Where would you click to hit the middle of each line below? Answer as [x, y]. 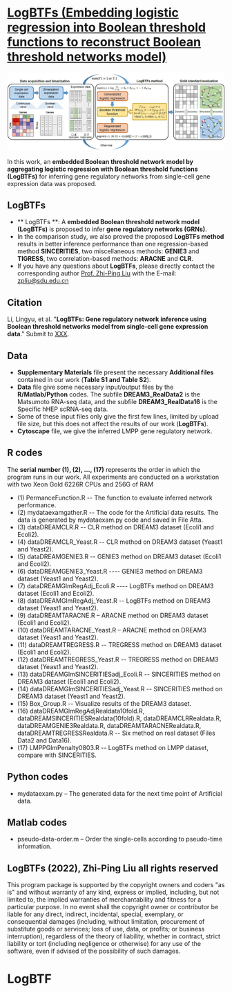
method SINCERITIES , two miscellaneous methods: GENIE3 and [108, 251]
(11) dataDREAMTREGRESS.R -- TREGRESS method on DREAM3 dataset [119, 644]
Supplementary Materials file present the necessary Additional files [115, 372]
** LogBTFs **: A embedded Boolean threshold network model [108, 222]
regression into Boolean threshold [106, 27]
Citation [25, 302]
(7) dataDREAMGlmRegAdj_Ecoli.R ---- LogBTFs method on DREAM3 [115, 585]
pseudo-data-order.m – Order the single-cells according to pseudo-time [120, 839]
